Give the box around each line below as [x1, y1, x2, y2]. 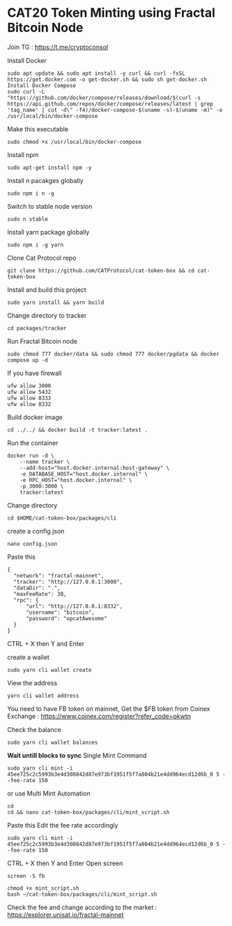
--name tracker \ [20, 458, 70, 465]
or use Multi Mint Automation [7, 789, 91, 798]
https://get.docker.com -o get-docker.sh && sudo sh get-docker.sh [7, 75, 208, 83]
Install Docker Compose [7, 82, 77, 89]
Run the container [7, 439, 59, 447]
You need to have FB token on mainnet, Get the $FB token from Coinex [7, 704, 210, 713]
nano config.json [7, 540, 58, 547]
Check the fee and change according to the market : [7, 903, 157, 911]
